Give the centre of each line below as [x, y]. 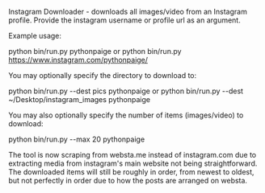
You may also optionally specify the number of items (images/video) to [126, 115]
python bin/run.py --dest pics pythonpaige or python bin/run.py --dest [126, 91]
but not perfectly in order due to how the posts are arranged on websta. [128, 181]
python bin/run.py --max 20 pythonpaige [77, 139]
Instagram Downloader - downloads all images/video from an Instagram [128, 12]
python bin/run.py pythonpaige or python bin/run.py [95, 51]
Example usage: [35, 36]
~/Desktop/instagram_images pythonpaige [80, 99]
